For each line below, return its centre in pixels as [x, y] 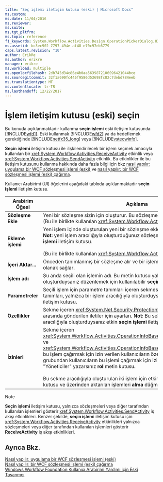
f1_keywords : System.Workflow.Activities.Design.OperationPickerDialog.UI [82, 41]
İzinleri [16, 357]
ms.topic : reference [26, 37]
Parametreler [23, 296]
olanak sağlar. [59, 268]
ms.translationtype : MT [29, 82]
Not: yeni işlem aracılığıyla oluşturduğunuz [91, 235]
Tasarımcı [15, 475]
